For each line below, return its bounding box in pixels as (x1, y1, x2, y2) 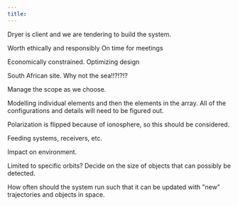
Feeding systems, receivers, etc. (7, 134, 103, 142)
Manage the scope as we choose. (7, 85, 107, 93)
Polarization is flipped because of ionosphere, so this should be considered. (7, 120, 230, 129)
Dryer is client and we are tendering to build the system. (7, 30, 172, 38)
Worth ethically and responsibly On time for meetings (7, 43, 163, 52)
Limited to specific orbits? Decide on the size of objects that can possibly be (7, 161, 231, 170)
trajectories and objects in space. (7, 190, 105, 199)
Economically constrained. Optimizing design (7, 58, 140, 66)
